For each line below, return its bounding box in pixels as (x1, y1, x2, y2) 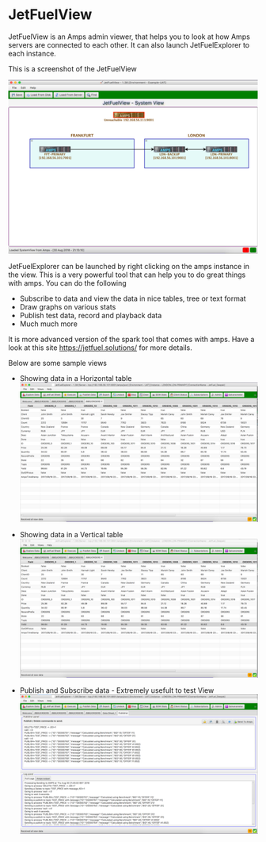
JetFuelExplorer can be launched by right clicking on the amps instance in (8, 262, 249, 271)
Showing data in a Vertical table (19, 529, 123, 539)
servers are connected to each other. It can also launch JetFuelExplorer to (8, 40, 250, 49)
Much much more (19, 319, 78, 329)
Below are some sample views (8, 359, 107, 368)
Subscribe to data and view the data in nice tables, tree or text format (19, 294, 247, 303)
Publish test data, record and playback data (19, 311, 162, 321)
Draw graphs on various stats (19, 302, 116, 312)
